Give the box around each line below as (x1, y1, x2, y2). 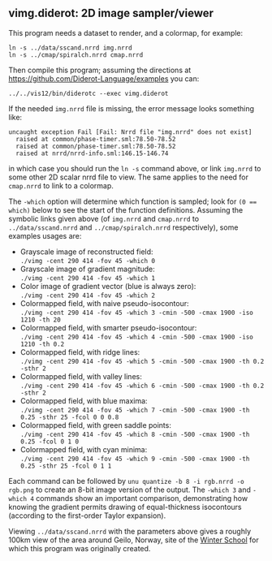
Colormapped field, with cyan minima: (19, 444, 148, 454)
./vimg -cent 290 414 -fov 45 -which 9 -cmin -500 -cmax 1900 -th (19, 455, 250, 463)
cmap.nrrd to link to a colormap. (8, 180, 114, 190)
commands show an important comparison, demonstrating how (36, 493, 248, 503)
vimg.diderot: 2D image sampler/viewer (8, 6, 214, 20)
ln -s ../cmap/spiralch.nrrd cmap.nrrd (8, 50, 144, 59)
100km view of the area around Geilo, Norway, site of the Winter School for (8, 535, 259, 545)
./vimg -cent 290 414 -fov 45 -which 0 (19, 257, 156, 265)
